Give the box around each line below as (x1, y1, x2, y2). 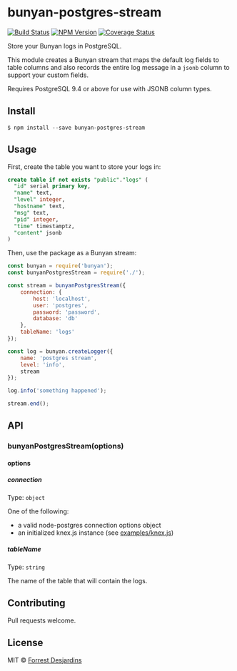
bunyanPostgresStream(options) (7, 441, 124, 451)
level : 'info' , (20, 361, 66, 368)
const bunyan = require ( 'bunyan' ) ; (7, 262, 114, 270)
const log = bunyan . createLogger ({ (7, 347, 114, 355)
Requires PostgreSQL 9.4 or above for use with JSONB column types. (7, 84, 212, 93)
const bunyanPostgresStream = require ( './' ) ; (7, 269, 145, 277)
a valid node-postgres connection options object (17, 521, 161, 529)
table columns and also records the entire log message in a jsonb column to (7, 63, 230, 71)
